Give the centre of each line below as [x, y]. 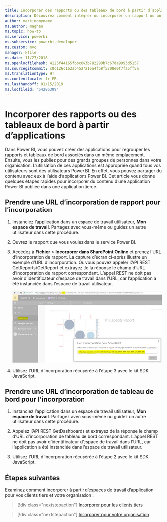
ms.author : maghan [24, 26]
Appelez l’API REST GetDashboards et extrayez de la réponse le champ [85, 431]
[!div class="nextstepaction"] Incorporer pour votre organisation [83, 515]
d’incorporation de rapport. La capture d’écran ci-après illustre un [80, 257]
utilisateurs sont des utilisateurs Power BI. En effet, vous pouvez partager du [83, 170]
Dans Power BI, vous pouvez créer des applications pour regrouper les [78, 149]
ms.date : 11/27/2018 [27, 58]
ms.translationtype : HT [30, 74]
